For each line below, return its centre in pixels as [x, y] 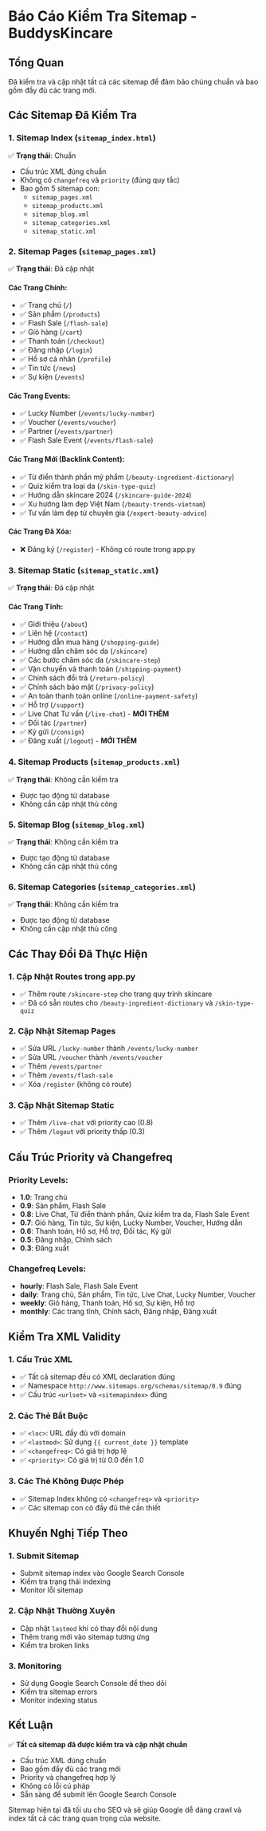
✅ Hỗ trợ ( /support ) [52, 705]
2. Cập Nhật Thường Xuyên [62, 1611]
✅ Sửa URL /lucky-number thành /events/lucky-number [109, 1049]
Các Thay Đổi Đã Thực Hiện [78, 953]
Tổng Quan [36, 63]
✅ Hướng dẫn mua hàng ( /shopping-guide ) [89, 642]
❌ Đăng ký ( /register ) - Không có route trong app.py [108, 549]
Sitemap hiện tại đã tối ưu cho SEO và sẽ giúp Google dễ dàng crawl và [125, 1809]
